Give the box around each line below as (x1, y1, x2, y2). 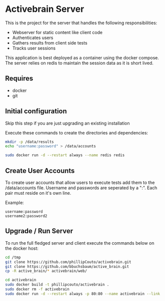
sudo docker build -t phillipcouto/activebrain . (5, 282, 110, 287)
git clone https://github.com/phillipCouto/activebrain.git (5, 259, 132, 264)
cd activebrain (5, 278, 37, 283)
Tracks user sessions (12, 45, 56, 51)
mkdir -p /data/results (5, 139, 54, 144)
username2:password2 (5, 214, 48, 218)
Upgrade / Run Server (5, 227, 73, 235)
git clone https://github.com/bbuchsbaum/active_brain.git (5, 264, 129, 269)
